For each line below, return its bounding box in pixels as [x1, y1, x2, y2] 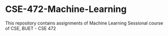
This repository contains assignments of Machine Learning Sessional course [5, 20, 163, 26]
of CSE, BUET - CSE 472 [5, 25, 56, 31]
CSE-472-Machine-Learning [5, 3, 127, 15]
